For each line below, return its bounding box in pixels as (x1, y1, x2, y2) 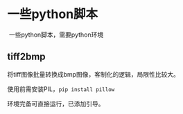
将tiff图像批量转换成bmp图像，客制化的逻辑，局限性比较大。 (7, 70, 180, 78)
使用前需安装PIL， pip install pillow (7, 84, 115, 93)
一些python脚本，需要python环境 (8, 30, 104, 39)
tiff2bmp (7, 51, 46, 63)
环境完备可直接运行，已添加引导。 (7, 99, 105, 108)
